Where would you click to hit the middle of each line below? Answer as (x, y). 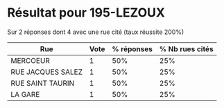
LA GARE (25, 94)
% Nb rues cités (186, 48)
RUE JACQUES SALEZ (47, 72)
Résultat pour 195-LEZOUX (86, 13)
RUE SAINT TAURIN (43, 83)
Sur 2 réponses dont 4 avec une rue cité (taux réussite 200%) (96, 32)
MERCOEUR (31, 60)
